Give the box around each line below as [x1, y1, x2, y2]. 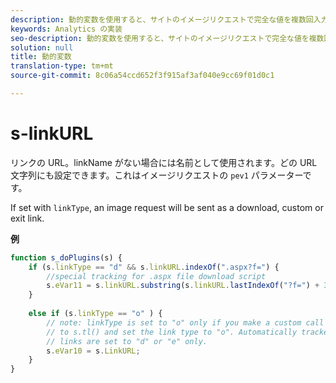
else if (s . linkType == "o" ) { [28, 309, 163, 319]
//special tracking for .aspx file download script [46, 271, 267, 281]
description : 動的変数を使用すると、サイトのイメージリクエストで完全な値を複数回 [10, 14, 314, 25]
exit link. [10, 212, 45, 224]
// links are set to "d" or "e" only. [46, 336, 208, 346]
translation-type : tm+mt [10, 61, 114, 71]
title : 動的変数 [10, 52, 72, 62]
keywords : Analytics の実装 [10, 24, 123, 34]
